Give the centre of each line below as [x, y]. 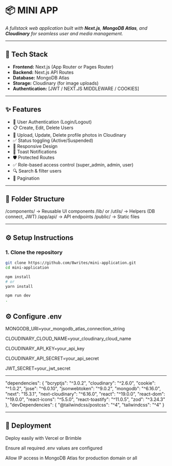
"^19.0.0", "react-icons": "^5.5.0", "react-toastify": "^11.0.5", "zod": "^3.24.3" [85, 399]
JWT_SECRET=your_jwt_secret [38, 368]
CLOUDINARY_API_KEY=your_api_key [45, 348]
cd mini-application [27, 267]
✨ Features [23, 109]
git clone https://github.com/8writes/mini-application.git [71, 263]
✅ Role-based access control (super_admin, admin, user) [73, 164]
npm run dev [18, 295]
